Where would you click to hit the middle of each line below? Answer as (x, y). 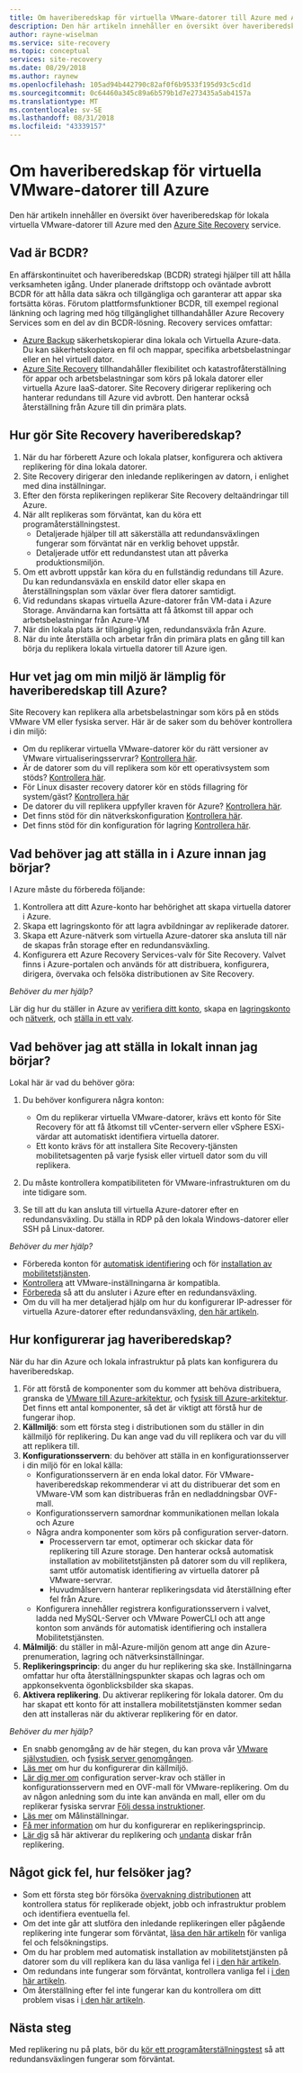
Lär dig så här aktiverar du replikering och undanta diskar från (137, 1834)
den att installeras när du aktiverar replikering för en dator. (130, 1714)
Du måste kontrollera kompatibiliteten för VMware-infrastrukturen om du (156, 1182)
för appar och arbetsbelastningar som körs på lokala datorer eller (142, 378)
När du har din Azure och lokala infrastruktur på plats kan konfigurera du (144, 1362)
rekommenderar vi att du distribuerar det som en (190, 1484)
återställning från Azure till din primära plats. (104, 407)
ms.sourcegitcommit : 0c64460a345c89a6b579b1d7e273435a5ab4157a (130, 93)
